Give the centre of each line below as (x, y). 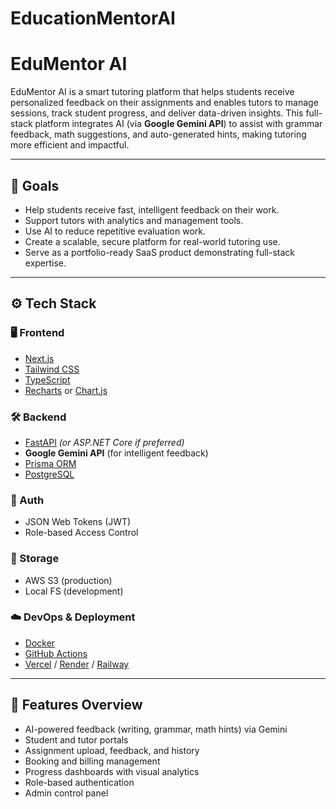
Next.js (39, 358)
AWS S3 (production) (68, 580)
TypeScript (47, 379)
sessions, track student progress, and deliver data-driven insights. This (157, 113)
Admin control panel (66, 793)
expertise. (45, 263)
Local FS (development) (74, 591)
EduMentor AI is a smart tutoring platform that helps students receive (152, 92)
